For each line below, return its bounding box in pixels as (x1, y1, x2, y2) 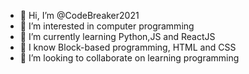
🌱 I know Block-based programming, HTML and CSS (19, 41, 237, 53)
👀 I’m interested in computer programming (19, 20, 195, 32)
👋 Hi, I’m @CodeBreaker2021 (19, 10, 140, 21)
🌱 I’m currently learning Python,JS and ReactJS (19, 31, 216, 42)
